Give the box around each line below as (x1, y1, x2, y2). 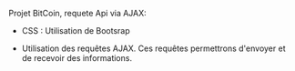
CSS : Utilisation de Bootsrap (21, 25, 131, 35)
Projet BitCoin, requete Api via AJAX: (8, 8, 147, 18)
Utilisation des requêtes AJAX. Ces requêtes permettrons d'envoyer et (21, 43, 286, 54)
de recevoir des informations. (21, 53, 133, 63)
